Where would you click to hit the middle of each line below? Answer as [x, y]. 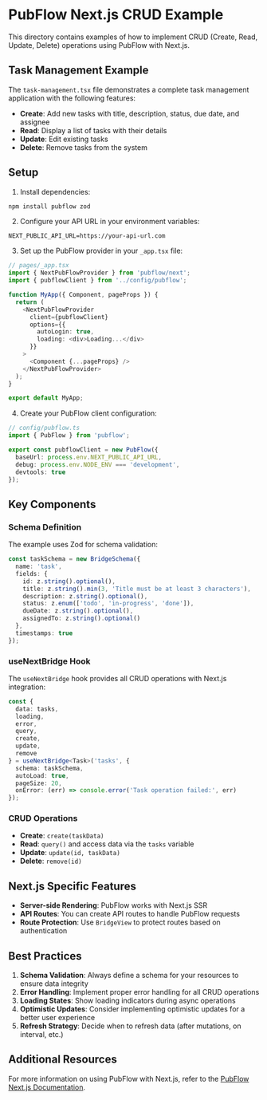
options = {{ [47, 325]
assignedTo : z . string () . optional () [82, 619]
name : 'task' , [39, 566]
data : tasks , [37, 709]
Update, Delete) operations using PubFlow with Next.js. [99, 45]
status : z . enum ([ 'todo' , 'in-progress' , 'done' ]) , [108, 604]
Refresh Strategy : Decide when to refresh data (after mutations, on [130, 1026]
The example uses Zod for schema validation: [83, 545]
